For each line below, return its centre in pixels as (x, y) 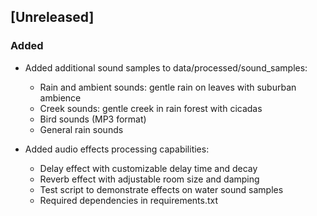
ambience (60, 97)
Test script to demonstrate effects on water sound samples (161, 189)
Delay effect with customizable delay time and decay (148, 168)
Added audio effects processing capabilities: (117, 149)
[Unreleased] (52, 17)
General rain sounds (81, 129)
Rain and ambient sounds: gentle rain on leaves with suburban (168, 87)
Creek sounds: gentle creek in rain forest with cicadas (151, 108)
